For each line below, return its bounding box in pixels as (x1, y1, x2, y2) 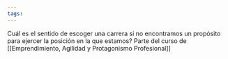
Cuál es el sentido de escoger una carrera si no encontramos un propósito (7, 29, 221, 37)
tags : (7, 10, 23, 17)
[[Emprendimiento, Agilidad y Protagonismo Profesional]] (7, 44, 171, 52)
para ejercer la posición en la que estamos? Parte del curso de (7, 36, 187, 45)
